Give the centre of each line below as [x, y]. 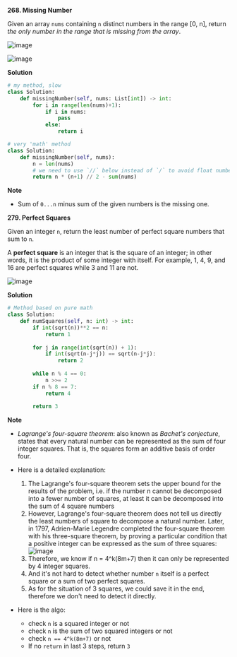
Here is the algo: [41, 610]
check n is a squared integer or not [79, 624]
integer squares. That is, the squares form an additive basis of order [116, 449]
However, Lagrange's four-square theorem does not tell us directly [125, 514]
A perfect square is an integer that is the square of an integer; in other [110, 253]
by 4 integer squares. [59, 566]
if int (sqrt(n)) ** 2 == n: [71, 328]
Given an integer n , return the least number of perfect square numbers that [116, 232]
